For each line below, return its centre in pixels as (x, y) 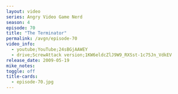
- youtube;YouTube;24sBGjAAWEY (50, 50)
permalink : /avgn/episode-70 (42, 39)
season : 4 (18, 22)
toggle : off (21, 71)
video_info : (21, 44)
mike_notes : (21, 66)
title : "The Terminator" (36, 33)
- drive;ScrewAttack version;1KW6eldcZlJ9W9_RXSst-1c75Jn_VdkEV (92, 55)
